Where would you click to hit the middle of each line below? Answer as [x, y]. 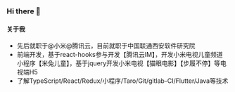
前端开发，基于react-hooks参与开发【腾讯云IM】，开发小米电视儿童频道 [120, 55]
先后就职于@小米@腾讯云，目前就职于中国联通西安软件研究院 [106, 46]
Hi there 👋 [24, 11]
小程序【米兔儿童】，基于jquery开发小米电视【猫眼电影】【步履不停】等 [119, 63]
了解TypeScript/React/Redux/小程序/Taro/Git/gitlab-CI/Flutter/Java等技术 [122, 81]
